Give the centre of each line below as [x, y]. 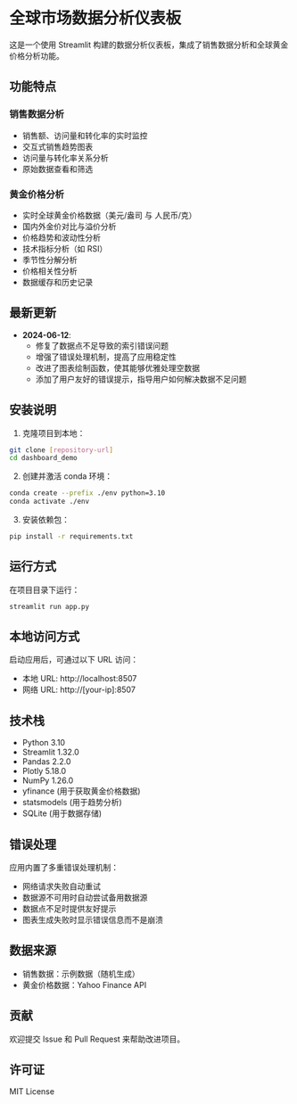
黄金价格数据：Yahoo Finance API [84, 985]
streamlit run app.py [49, 606]
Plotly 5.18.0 [44, 771]
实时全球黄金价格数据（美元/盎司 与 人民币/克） [109, 215]
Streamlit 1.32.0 [51, 752]
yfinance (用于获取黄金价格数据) [81, 791]
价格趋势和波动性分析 [61, 237]
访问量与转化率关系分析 [65, 158]
